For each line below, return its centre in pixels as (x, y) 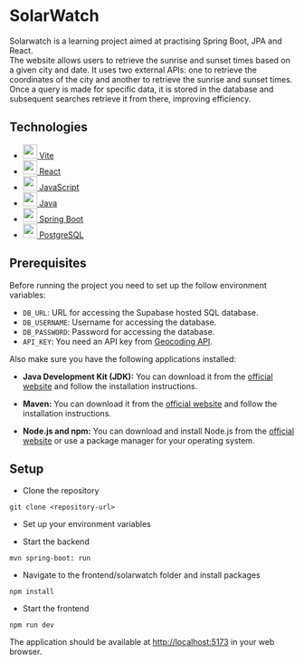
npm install (32, 592)
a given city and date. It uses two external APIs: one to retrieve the (133, 70)
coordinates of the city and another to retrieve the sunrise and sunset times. (151, 79)
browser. (26, 652)
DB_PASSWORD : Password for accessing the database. (119, 331)
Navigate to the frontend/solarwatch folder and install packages (141, 575)
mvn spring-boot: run (50, 559)
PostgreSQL (62, 234)
